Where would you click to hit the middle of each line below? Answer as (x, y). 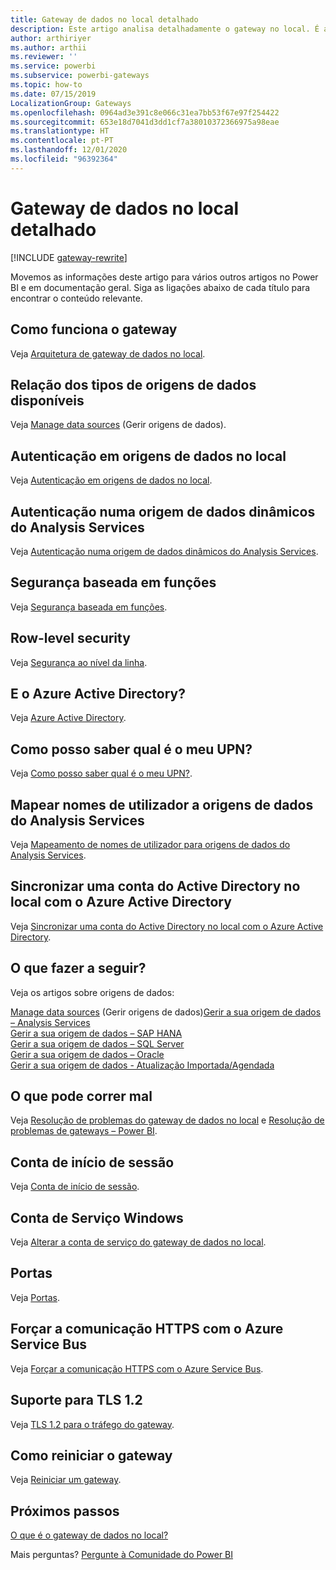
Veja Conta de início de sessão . (75, 1187)
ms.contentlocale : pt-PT (62, 141)
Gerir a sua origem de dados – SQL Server (97, 1043)
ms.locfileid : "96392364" (64, 159)
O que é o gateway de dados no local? (89, 1535)
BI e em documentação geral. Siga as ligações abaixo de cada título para (160, 287)
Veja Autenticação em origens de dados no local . (111, 480)
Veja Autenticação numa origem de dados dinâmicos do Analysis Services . (164, 551)
